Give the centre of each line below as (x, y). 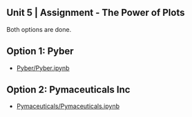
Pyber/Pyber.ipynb (43, 68)
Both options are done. (39, 29)
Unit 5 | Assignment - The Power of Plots (96, 13)
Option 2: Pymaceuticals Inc (68, 90)
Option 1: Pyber (40, 52)
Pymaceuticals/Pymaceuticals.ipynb (68, 106)
